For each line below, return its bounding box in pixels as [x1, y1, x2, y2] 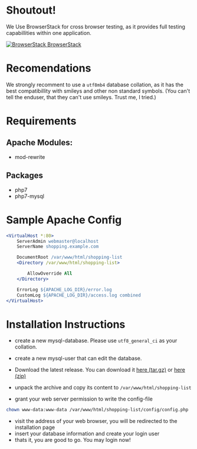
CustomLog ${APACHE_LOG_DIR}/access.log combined [17, 292, 142, 298]
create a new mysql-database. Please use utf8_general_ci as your [14, 337, 178, 344]
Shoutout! [6, 4, 56, 17]
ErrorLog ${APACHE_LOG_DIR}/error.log [17, 287, 112, 292]
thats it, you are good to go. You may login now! [14, 437, 131, 444]
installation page [14, 424, 55, 431]
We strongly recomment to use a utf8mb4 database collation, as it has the [6, 81, 184, 88]
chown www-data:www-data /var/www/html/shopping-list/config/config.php [6, 407, 189, 413]
